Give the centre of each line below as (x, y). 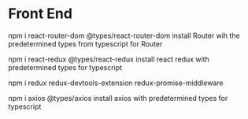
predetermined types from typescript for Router (85, 43)
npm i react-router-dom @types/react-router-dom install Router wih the (124, 35)
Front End (41, 14)
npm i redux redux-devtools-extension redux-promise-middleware (116, 83)
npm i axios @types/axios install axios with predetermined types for (118, 98)
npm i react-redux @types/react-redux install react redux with (109, 59)
